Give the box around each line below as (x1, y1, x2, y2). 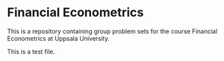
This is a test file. (7, 47, 55, 56)
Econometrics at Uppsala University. (7, 34, 110, 42)
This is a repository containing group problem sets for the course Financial (7, 27, 218, 35)
